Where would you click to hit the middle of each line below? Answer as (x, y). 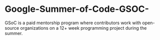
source (12, 28)
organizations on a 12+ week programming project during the (84, 28)
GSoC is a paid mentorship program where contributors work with (73, 23)
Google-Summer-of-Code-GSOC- (77, 9)
